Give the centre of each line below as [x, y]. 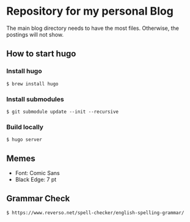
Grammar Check [38, 199]
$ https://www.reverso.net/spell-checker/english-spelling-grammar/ [95, 213]
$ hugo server [24, 140]
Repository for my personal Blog [90, 11]
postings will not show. [35, 34]
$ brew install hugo [33, 84]
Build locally [25, 127]
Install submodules [35, 99]
